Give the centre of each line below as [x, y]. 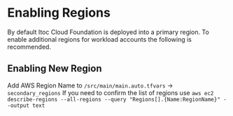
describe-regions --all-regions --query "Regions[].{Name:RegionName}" [114, 99]
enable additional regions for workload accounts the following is [100, 39]
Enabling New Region [55, 68]
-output [19, 106]
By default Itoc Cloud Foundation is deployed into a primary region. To [108, 32]
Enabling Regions [59, 13]
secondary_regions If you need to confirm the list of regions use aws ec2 [111, 92]
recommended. [29, 47]
